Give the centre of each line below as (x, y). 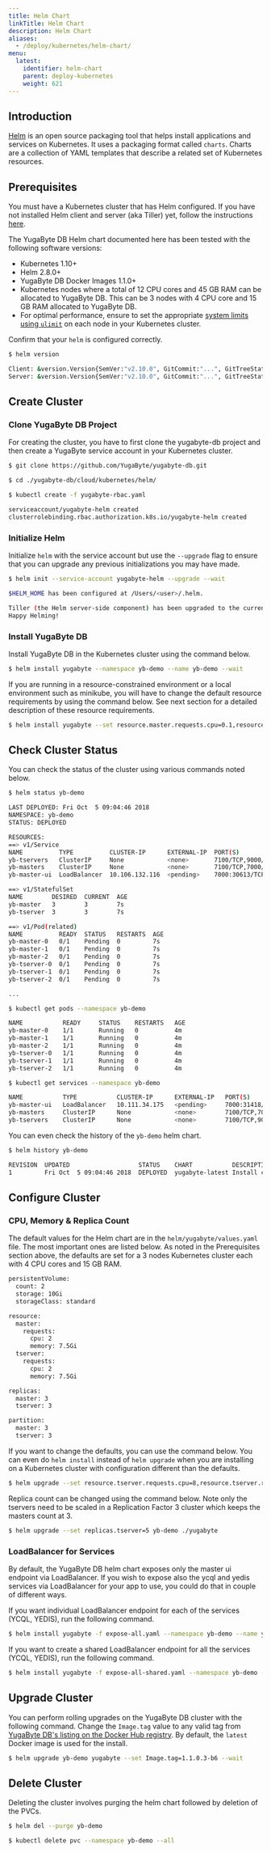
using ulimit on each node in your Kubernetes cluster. (110, 324)
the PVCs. (25, 1811)
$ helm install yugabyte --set (61, 725)
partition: (27, 1421)
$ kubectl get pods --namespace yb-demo (77, 1008)
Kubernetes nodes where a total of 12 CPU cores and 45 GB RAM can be (141, 290)
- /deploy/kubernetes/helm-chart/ (73, 46)
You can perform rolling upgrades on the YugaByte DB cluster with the (125, 1717)
